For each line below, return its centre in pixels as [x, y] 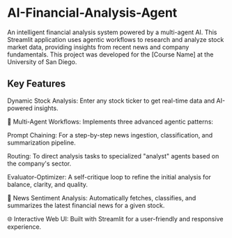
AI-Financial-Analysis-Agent [92, 13]
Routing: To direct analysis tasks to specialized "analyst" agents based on [113, 156]
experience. [24, 226]
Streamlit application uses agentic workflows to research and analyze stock [116, 39]
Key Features [37, 84]
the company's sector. [39, 163]
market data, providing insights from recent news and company [98, 47]
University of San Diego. [42, 61]
